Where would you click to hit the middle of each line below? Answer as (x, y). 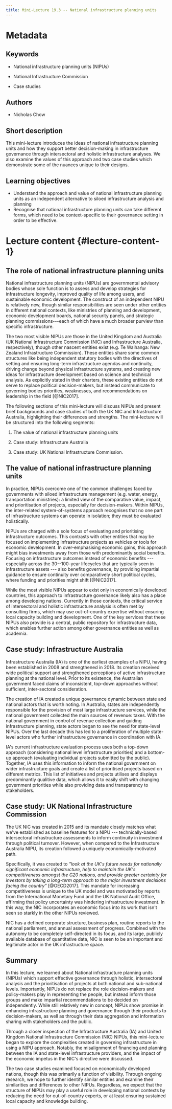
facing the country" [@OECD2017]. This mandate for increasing (73, 885)
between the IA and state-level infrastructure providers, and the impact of (83, 1053)
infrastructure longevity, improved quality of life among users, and (75, 294)
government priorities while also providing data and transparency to (77, 785)
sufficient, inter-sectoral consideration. (47, 689)
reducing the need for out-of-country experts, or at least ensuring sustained (86, 1096)
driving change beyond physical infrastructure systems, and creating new (83, 369)
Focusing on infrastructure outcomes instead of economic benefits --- (80, 558)
